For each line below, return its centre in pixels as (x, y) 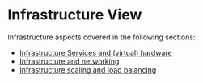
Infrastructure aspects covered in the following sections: (101, 37)
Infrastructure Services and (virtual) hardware (95, 52)
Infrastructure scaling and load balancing (88, 69)
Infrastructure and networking (69, 61)
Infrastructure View (75, 15)
